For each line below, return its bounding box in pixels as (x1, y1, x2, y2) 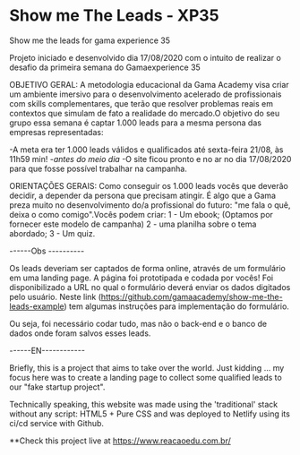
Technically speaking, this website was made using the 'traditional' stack (9, 399, 279, 409)
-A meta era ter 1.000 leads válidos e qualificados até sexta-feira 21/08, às (9, 144, 284, 155)
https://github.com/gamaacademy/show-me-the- (100, 291, 284, 302)
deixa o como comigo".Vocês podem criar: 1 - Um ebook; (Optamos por (9, 209, 273, 219)
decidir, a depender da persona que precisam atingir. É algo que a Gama (9, 190, 276, 201)
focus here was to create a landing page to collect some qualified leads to (9, 372, 282, 382)
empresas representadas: (9, 126, 104, 137)
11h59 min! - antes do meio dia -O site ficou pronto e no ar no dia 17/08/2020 (9, 153, 292, 164)
